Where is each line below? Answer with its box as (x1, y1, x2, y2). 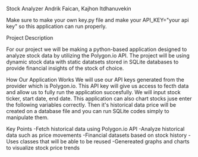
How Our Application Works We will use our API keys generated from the (6, 76, 184, 83)
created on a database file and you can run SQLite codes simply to (6, 108, 169, 114)
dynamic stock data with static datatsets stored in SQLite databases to (6, 59, 179, 65)
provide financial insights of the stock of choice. (6, 65, 124, 72)
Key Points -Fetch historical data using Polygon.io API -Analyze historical (6, 126, 185, 132)
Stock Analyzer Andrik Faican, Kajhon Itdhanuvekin (6, 5, 132, 12)
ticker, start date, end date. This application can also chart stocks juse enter (6, 95, 192, 102)
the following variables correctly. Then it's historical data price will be (6, 101, 177, 108)
